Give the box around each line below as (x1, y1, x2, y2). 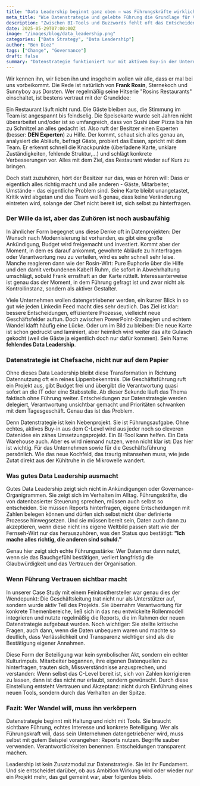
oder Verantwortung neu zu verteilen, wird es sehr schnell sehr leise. (6, 253, 176, 260)
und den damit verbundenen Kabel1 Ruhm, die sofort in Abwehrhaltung (6, 266, 180, 273)
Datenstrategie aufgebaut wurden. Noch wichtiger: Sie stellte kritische (6, 620, 179, 627)
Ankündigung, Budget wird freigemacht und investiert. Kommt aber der (6, 240, 180, 247)
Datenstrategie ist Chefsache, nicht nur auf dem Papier (6, 355, 169, 364)
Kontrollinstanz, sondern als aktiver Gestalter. (6, 284, 118, 292)
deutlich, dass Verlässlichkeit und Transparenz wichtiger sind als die (6, 633, 174, 640)
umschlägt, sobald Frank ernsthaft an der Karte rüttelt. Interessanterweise (6, 272, 187, 279)
